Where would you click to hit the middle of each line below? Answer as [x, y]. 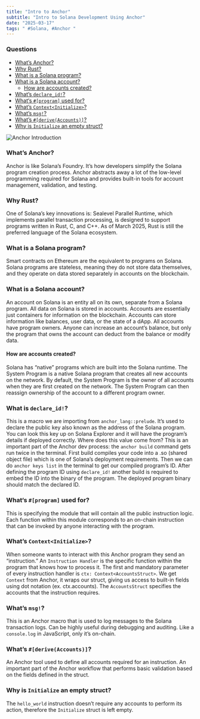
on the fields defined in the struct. [48, 675]
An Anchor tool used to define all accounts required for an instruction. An [96, 662]
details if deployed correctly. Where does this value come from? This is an [97, 440]
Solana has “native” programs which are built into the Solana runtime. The [97, 367]
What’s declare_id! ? [40, 94]
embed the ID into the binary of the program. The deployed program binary [99, 478]
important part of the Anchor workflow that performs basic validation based [99, 668]
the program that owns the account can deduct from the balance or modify [99, 334]
